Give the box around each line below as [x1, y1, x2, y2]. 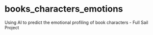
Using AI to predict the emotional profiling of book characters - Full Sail [4, 19, 148, 25]
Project [4, 24, 19, 30]
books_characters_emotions [4, 3, 123, 15]
